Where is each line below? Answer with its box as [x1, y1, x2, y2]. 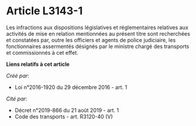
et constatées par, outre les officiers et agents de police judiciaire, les [6, 36, 176, 43]
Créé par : [6, 72, 30, 79]
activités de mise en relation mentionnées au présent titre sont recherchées [6, 30, 191, 37]
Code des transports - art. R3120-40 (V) [14, 113, 113, 120]
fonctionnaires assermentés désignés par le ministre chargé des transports [6, 43, 189, 50]
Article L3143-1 [6, 4, 83, 18]
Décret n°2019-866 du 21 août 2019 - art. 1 [14, 106, 120, 114]
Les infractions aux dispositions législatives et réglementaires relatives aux [6, 24, 188, 31]
